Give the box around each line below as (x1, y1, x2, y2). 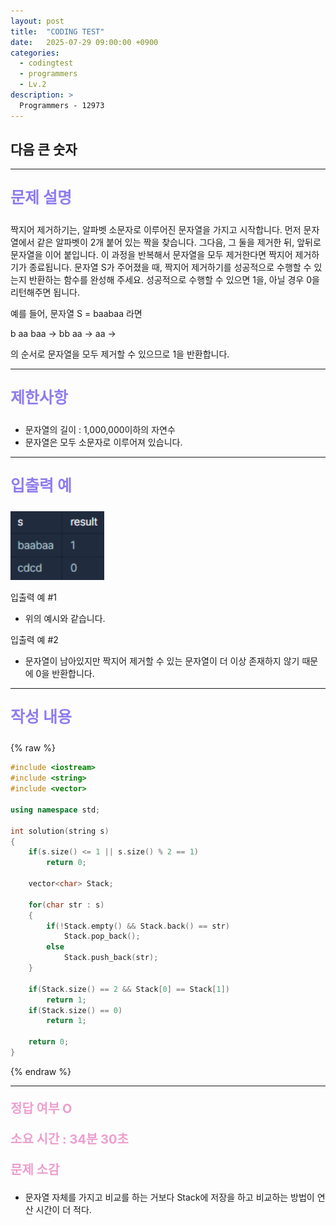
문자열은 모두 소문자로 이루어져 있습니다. (24, 436, 183, 449)
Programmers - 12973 (19, 100, 105, 110)
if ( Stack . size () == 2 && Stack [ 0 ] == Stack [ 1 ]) (28, 984, 231, 994)
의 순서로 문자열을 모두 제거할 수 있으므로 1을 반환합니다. (10, 348, 230, 360)
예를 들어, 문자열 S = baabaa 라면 (10, 308, 143, 320)
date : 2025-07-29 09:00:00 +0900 (10, 37, 159, 47)
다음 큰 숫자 (10, 141, 78, 159)
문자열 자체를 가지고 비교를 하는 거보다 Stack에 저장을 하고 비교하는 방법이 (24, 1191, 315, 1203)
